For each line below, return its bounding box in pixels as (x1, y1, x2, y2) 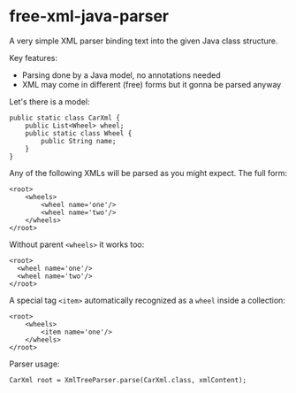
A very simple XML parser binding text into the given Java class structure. (9, 35, 278, 46)
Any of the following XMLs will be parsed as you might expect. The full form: (9, 167, 288, 178)
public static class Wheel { (25, 128, 133, 138)
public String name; (41, 136, 117, 145)
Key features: (9, 52, 57, 63)
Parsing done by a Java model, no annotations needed (21, 69, 221, 81)
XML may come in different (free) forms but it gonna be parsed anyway (21, 79, 282, 89)
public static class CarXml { (9, 113, 121, 122)
